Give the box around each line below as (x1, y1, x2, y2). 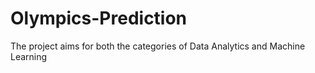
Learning (10, 50, 48, 62)
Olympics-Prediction (10, 7, 188, 30)
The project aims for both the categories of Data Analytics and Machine (10, 40, 306, 52)
